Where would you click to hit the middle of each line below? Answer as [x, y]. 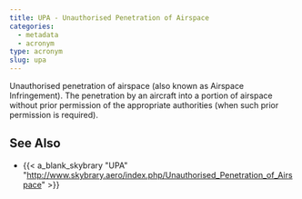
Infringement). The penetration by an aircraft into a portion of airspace [141, 95]
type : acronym [36, 52]
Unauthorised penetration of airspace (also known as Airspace [127, 86]
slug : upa [28, 60]
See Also [35, 143]
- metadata [38, 35]
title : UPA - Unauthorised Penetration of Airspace [109, 18]
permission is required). [54, 115]
